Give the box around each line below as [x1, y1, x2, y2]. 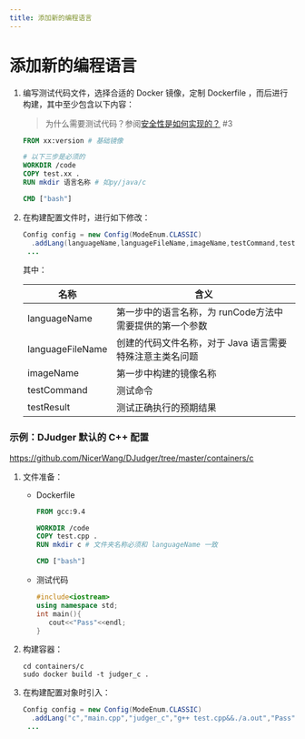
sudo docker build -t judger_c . [22, 670, 150, 679]
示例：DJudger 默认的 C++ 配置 [9, 431, 150, 444]
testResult [26, 401, 71, 414]
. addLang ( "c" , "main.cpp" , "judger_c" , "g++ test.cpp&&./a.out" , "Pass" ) [31, 714, 300, 724]
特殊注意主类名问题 [116, 350, 199, 363]
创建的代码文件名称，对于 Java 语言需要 [116, 337, 288, 349]
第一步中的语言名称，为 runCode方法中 [116, 306, 284, 319]
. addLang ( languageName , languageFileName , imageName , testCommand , [31, 238, 280, 248]
